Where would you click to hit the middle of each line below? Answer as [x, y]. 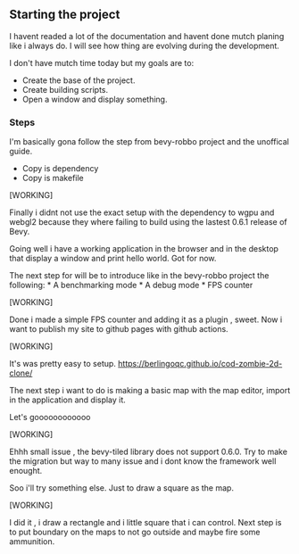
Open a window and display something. [95, 99]
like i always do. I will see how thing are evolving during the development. [144, 45]
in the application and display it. [68, 400]
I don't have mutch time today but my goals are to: [102, 62]
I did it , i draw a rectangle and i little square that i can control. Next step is [145, 523]
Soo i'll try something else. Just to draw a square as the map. [122, 488]
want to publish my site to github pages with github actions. [119, 329]
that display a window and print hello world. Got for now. [113, 259]
